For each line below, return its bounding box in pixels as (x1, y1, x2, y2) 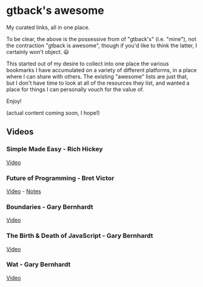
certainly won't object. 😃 (6, 48, 70, 55)
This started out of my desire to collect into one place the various (6, 60, 169, 67)
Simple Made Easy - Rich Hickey (6, 145, 103, 153)
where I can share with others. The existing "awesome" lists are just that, (6, 73, 188, 80)
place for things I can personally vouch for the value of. (6, 85, 144, 93)
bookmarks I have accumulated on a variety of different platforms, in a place (6, 66, 197, 73)
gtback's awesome (6, 4, 104, 18)
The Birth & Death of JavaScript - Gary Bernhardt (6, 231, 153, 240)
